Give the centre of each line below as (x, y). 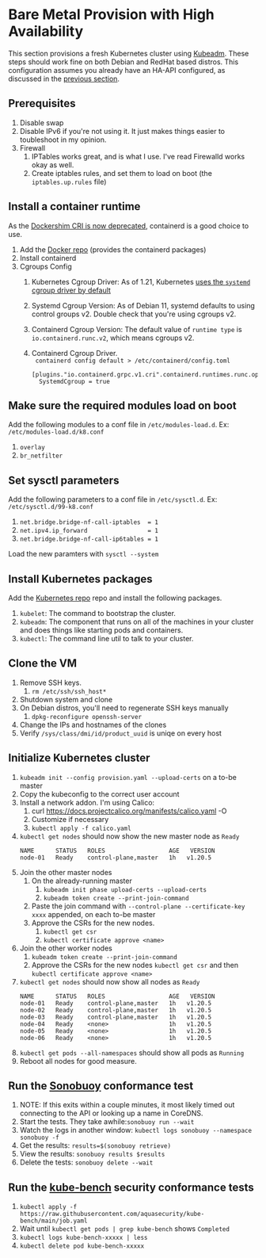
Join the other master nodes (66, 872)
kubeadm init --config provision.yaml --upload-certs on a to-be (128, 777)
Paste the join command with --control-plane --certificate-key (138, 906)
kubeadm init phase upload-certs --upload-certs (125, 889)
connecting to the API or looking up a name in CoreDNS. (111, 1113)
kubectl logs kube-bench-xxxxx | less (84, 1238)
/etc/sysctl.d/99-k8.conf (51, 507)
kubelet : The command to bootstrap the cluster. (98, 613)
